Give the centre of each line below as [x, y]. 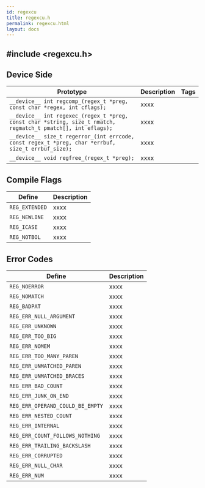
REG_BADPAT [25, 306]
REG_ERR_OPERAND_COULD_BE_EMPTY [56, 406]
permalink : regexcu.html [38, 23]
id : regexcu [21, 12]
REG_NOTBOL [25, 237]
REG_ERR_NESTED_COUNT [41, 416]
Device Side [30, 75]
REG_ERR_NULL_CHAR [36, 466]
